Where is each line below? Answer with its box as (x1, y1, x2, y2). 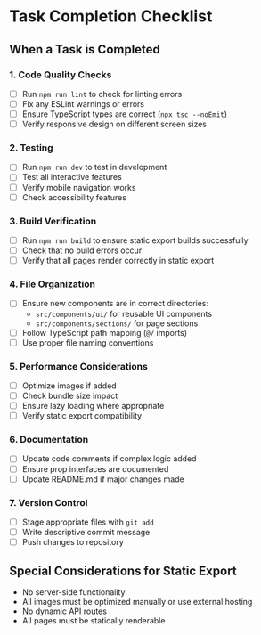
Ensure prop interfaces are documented (21, 463, 169, 474)
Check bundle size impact (21, 390, 118, 401)
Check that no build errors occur (21, 245, 143, 256)
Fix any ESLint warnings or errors (21, 98, 145, 109)
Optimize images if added (21, 380, 118, 391)
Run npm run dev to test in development (21, 162, 167, 173)
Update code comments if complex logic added (21, 453, 197, 464)
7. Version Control (9, 496, 88, 509)
